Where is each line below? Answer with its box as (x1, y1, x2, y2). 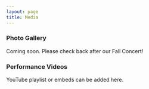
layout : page (6, 8, 39, 15)
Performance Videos (6, 62, 67, 70)
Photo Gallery (6, 34, 46, 42)
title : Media (6, 14, 39, 20)
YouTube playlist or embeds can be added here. (6, 76, 124, 84)
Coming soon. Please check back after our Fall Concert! (6, 47, 144, 54)
